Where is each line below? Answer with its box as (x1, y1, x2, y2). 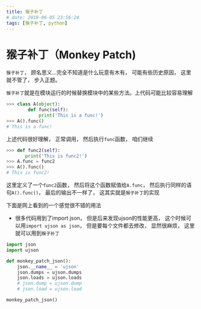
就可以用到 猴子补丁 (14, 229, 60, 237)
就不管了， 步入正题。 (6, 76, 61, 84)
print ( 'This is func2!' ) (25, 153, 87, 159)
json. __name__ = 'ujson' (17, 263, 79, 270)
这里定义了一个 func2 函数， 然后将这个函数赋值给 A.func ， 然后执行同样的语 (6, 181, 192, 189)
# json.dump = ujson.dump (17, 281, 82, 287)
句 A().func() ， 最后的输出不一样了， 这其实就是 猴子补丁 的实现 (6, 189, 160, 196)
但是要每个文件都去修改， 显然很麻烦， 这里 (86, 222, 195, 229)
